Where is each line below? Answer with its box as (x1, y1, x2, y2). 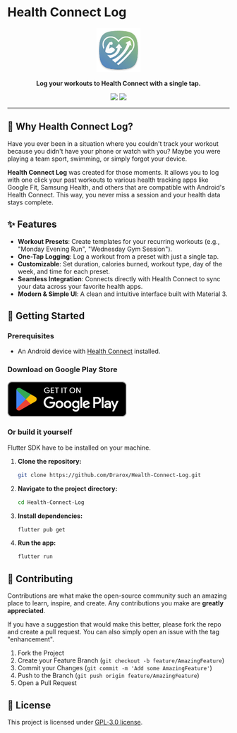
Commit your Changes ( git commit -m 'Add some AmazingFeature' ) (17, 664, 213, 672)
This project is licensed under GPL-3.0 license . (7, 717, 143, 726)
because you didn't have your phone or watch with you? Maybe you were (7, 147, 221, 155)
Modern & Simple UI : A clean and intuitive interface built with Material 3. (17, 290, 228, 298)
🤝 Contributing (7, 572, 73, 585)
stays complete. (7, 198, 54, 207)
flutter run (17, 553, 53, 560)
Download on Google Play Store (7, 364, 118, 374)
